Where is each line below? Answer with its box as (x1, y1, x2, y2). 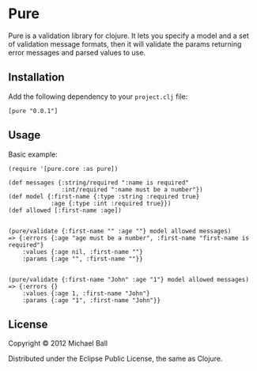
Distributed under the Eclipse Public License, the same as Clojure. (8, 354, 223, 364)
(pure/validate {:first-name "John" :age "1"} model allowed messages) (8, 275, 249, 283)
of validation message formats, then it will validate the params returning (8, 39, 242, 48)
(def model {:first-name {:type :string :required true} (8, 192, 200, 200)
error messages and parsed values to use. (8, 47, 146, 57)
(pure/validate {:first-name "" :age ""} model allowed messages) (8, 227, 232, 235)
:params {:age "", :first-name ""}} (22, 255, 144, 263)
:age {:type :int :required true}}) (50, 199, 172, 207)
